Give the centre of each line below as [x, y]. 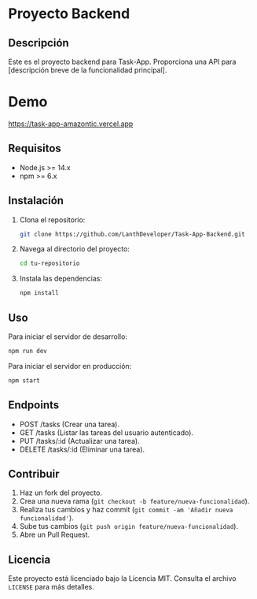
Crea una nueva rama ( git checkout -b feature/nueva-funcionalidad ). [134, 501]
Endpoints [34, 406]
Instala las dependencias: [61, 279]
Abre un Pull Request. [55, 535]
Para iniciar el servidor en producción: [70, 366]
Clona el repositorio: [52, 220]
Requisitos [35, 149]
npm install [39, 293]
